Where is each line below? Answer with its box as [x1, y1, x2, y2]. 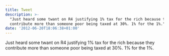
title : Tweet [5, 7, 33, 12]
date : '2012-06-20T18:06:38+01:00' [5, 26, 80, 31]
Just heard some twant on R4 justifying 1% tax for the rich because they [5, 39, 155, 45]
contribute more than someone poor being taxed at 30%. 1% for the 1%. [5, 45, 154, 51]
